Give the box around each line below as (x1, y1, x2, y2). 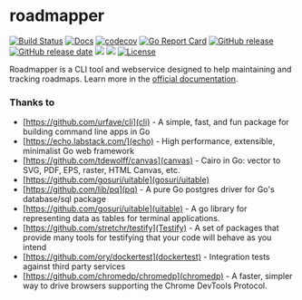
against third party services (22, 261, 126, 272)
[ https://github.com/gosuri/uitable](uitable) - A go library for (22, 203, 248, 214)
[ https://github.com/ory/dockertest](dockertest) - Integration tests (22, 251, 270, 263)
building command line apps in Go (22, 126, 151, 137)
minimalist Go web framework (22, 146, 134, 157)
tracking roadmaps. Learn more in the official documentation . (9, 73, 239, 84)
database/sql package (22, 194, 107, 205)
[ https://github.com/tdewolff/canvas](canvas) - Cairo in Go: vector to (22, 155, 281, 166)
